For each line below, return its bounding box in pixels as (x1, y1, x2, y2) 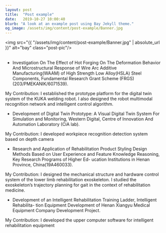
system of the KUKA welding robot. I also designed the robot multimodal (5, 96, 153, 102)
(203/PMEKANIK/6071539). (12, 81, 68, 87)
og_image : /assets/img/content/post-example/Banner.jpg (5, 26, 123, 31)
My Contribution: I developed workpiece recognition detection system (5, 131, 148, 137)
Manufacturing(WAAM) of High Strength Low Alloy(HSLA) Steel (12, 70, 142, 76)
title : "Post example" (5, 12, 55, 17)
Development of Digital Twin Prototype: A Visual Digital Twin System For (12, 111, 160, 117)
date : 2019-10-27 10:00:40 (5, 16, 65, 21)
